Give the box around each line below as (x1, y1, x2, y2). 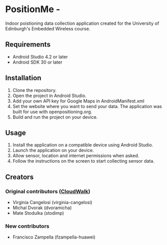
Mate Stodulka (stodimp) (12, 210, 64, 216)
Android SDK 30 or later (12, 59, 63, 65)
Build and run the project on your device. (12, 114, 98, 120)
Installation (5, 74, 41, 82)
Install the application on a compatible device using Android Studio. (12, 142, 153, 148)
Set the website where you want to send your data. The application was (12, 103, 162, 109)
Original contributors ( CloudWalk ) (5, 188, 91, 195)
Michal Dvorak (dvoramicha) (12, 205, 72, 211)
